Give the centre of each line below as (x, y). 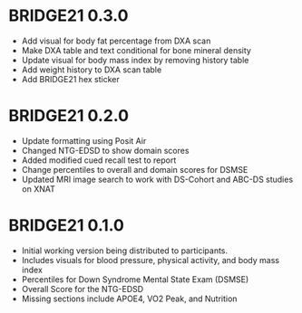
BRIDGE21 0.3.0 (68, 16)
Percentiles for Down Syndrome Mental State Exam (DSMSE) (135, 279)
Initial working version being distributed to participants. (125, 251)
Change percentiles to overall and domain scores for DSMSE (135, 169)
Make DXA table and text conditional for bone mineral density (136, 50)
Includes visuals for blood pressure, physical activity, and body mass (151, 260)
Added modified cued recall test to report (99, 160)
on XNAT (39, 189)
